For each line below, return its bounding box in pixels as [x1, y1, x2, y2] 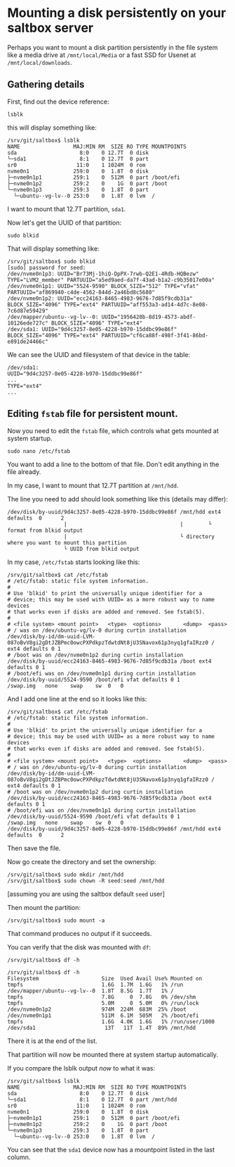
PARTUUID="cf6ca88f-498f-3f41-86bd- [101, 332, 209, 339]
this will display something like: [7, 123, 97, 132]
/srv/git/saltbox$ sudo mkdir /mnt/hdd [7, 871, 124, 878]
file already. [7, 467, 41, 476]
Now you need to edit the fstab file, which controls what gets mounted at [7, 426, 219, 435]
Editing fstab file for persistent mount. [7, 408, 178, 420]
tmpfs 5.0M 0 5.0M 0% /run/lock [7, 999, 199, 1006]
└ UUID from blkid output [63, 545, 140, 552]
